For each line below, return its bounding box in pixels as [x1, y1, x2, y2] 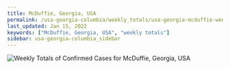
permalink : [7, 16, 38, 23]
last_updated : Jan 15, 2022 [7, 23, 88, 29]
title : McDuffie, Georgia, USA [7, 10, 97, 17]
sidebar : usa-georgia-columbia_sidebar [7, 36, 121, 42]
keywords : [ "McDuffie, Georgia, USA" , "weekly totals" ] [7, 29, 170, 36]
